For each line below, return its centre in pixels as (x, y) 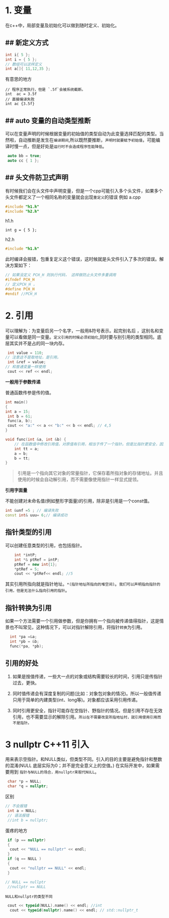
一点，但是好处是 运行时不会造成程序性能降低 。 (63, 147)
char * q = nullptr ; (28, 786)
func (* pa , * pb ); (27, 646)
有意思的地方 (18, 79)
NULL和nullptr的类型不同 (29, 897)
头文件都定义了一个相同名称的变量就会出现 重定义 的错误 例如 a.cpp (73, 197)
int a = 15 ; (18, 412)
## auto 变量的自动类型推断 (48, 120)
